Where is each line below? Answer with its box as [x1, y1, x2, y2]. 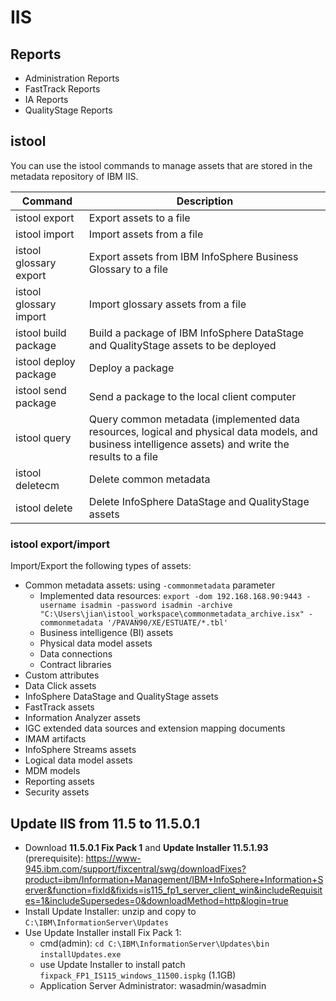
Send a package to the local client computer [88, 389, 297, 403]
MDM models [24, 765, 81, 777]
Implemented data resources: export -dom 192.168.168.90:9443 [39, 590, 303, 602]
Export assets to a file [88, 211, 191, 225]
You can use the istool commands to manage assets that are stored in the [10, 159, 313, 171]
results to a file [88, 449, 159, 463]
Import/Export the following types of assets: [10, 560, 192, 572]
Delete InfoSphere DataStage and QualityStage [88, 494, 310, 508]
